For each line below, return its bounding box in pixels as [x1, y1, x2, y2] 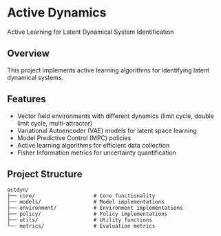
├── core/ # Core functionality [7, 193, 156, 199]
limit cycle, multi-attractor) [17, 119, 93, 127]
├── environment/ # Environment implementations [7, 205, 184, 212]
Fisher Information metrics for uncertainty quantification [17, 148, 177, 157]
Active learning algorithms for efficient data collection [17, 141, 170, 149]
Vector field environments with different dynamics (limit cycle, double [17, 112, 215, 120]
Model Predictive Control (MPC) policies [17, 133, 131, 142]
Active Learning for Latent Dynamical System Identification [7, 28, 174, 36]
